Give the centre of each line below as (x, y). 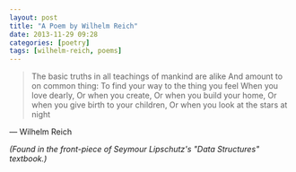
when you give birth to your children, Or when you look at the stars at (159, 105)
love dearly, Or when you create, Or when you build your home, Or (154, 96)
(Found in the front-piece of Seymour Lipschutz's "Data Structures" (135, 150)
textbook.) (28, 159)
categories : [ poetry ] (50, 43)
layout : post (34, 17)
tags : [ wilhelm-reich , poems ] (66, 51)
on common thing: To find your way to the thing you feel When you (155, 86)
